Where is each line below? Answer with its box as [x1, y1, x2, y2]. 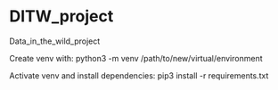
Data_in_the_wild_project [9, 36, 101, 46]
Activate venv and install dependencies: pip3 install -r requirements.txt [9, 70, 269, 81]
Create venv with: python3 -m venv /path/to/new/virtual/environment [9, 53, 263, 63]
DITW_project [9, 6, 114, 27]
